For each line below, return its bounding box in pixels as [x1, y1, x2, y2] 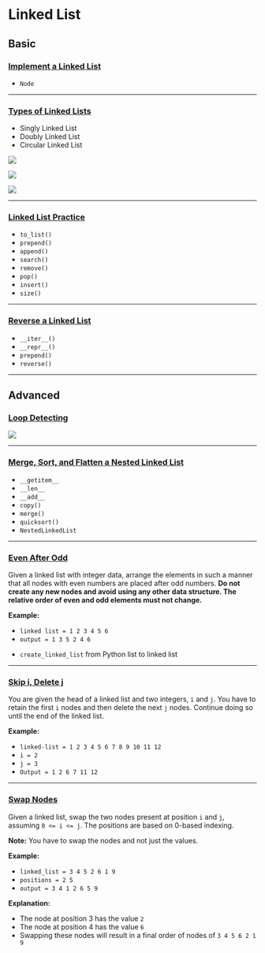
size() [19, 290, 42, 297]
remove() [19, 264, 49, 273]
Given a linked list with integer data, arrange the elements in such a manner [8, 570, 254, 580]
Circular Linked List [19, 140, 83, 150]
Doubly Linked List [19, 132, 80, 141]
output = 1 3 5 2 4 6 [19, 636, 91, 644]
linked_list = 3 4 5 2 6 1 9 [19, 868, 116, 876]
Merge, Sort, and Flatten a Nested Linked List [8, 457, 184, 468]
